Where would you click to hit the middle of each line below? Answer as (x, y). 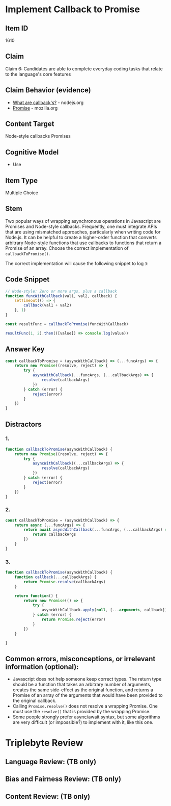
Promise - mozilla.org (35, 108)
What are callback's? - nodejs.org (48, 102)
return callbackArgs (54, 535)
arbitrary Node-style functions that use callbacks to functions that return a (83, 243)
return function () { (36, 596)
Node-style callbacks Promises (38, 136)
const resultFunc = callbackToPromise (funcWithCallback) (67, 324)
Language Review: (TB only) (51, 761)
